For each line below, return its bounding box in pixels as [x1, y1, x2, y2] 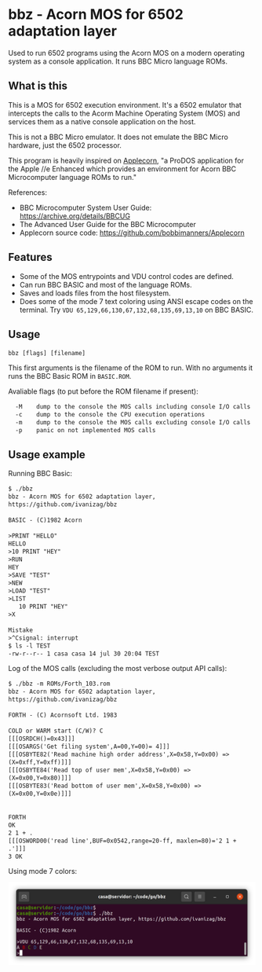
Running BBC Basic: [8, 469, 73, 479]
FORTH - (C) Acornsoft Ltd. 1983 [8, 711, 118, 720]
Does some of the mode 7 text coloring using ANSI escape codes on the [19, 296, 253, 306]
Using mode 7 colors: [8, 867, 78, 876]
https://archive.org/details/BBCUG [19, 211, 131, 221]
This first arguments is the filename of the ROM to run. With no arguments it [8, 363, 253, 372]
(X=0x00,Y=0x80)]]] [8, 774, 72, 783]
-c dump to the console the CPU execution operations [15, 411, 206, 419]
